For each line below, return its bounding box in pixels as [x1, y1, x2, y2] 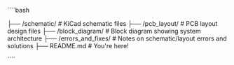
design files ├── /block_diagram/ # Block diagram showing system [7, 27, 201, 35]
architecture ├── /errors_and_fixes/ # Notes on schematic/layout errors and [7, 34, 228, 43]
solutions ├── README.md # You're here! [7, 42, 130, 50]
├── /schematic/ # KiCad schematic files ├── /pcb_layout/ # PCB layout [7, 20, 218, 27]
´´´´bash [7, 6, 30, 14]
